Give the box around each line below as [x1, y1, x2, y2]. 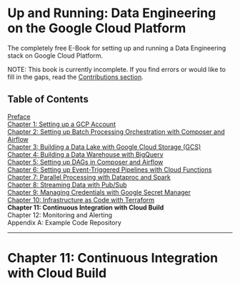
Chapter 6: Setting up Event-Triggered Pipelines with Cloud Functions [7, 165, 212, 174]
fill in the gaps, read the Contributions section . [7, 73, 144, 81]
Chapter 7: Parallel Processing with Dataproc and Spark [7, 172, 171, 181]
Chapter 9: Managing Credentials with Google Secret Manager [7, 187, 191, 197]
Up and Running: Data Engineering [7, 5, 216, 21]
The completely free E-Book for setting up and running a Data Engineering [7, 43, 226, 52]
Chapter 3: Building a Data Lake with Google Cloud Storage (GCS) [7, 142, 201, 151]
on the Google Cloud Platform [7, 20, 186, 36]
